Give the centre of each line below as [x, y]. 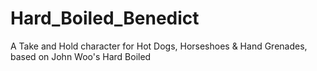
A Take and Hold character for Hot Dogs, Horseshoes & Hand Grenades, [159, 46]
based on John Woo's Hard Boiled [81, 56]
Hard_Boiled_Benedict [105, 18]
